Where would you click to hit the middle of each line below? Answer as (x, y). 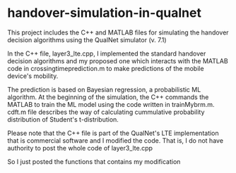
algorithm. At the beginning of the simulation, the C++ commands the (108, 97)
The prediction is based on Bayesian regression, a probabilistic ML (104, 89)
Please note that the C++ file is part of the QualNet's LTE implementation (113, 133)
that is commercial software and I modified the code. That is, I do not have (116, 140)
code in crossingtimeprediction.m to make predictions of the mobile (106, 68)
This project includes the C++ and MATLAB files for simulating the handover (118, 32)
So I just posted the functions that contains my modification (94, 161)
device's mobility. (33, 76)
